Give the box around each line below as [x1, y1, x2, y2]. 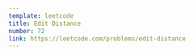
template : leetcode [8, 11, 74, 20]
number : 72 [8, 27, 45, 35]
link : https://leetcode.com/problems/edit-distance [8, 34, 186, 43]
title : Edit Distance [8, 19, 82, 27]
